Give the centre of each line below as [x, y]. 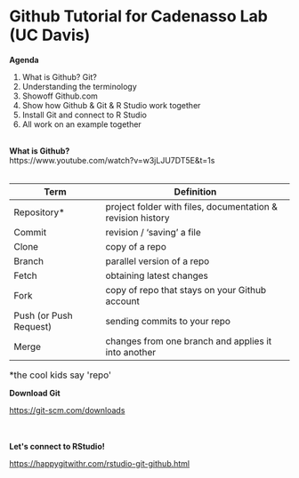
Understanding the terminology [80, 86]
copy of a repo [136, 246]
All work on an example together [82, 124]
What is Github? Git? [60, 76]
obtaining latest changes [157, 275]
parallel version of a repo [158, 261]
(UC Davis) [50, 35]
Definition [195, 191]
